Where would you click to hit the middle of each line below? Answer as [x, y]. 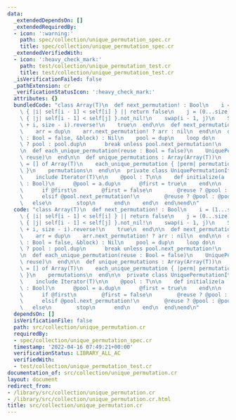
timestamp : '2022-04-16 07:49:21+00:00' [73, 347]
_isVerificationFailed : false [58, 79]
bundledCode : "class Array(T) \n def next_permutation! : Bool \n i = [122, 105]
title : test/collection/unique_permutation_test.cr [97, 72]
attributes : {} [36, 99]
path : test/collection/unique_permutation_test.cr [96, 66]
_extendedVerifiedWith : [48, 53]
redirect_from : [29, 386]
